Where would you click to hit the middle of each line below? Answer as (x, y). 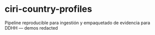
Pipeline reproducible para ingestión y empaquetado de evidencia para (77, 23)
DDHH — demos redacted (31, 28)
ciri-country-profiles (49, 9)
